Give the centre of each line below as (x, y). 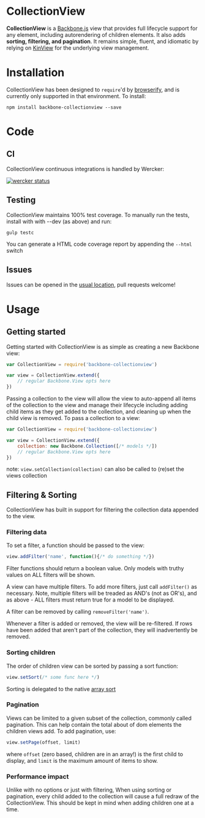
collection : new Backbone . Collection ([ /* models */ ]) (87, 446)
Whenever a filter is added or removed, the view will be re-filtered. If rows (99, 624)
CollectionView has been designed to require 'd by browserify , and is (93, 90)
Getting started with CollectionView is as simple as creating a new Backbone (103, 346)
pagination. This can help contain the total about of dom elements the (94, 724)
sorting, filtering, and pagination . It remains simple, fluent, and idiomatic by (102, 41)
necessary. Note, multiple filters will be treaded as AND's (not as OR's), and (102, 594)
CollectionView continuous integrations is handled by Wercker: (85, 169)
